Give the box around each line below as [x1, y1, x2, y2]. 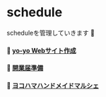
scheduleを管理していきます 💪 [6, 28, 95, 37]
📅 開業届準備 [6, 64, 44, 72]
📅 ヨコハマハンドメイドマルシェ [6, 81, 100, 89]
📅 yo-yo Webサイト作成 [6, 46, 76, 55]
